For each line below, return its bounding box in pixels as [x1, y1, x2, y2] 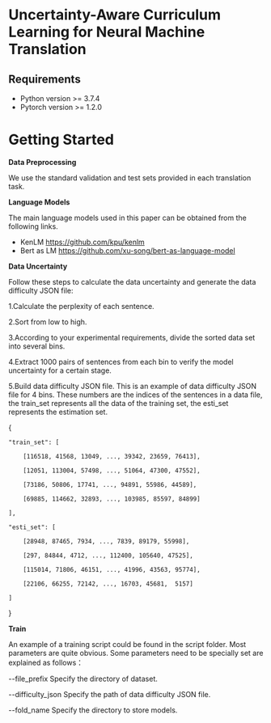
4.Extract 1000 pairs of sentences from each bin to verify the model [8, 357, 234, 366]
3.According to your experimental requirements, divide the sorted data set [8, 332, 256, 342]
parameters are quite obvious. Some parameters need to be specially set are [8, 648, 264, 657]
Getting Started [8, 131, 115, 149]
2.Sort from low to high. [8, 317, 87, 327]
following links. [8, 221, 58, 231]
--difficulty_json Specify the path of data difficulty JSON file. [8, 689, 211, 699]
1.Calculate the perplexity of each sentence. [8, 301, 155, 311]
